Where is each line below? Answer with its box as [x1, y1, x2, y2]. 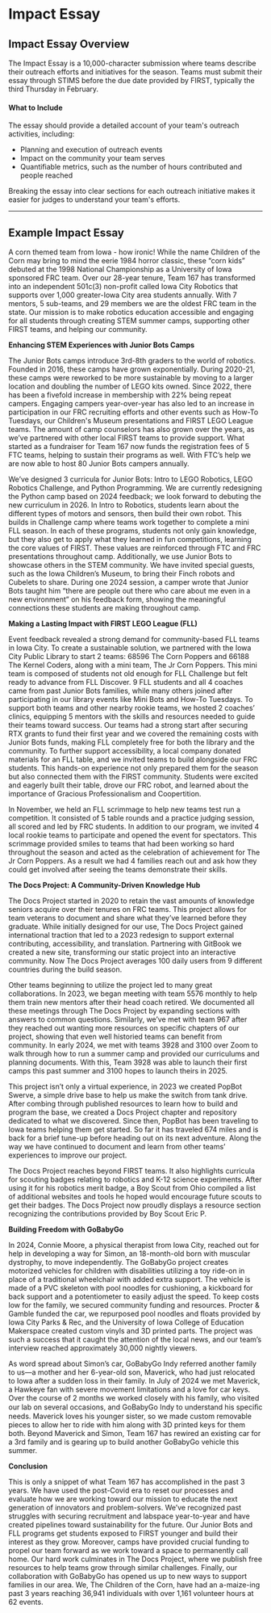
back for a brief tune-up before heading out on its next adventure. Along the [8, 1133, 262, 1143]
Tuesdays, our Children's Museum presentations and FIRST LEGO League [8, 416, 254, 426]
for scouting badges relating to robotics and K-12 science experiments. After [8, 1174, 262, 1184]
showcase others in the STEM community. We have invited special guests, [8, 561, 256, 570]
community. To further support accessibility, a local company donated [8, 746, 241, 756]
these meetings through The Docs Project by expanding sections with [8, 1006, 240, 1016]
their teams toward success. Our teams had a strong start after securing [8, 720, 248, 730]
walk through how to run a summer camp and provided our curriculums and [8, 1049, 260, 1059]
